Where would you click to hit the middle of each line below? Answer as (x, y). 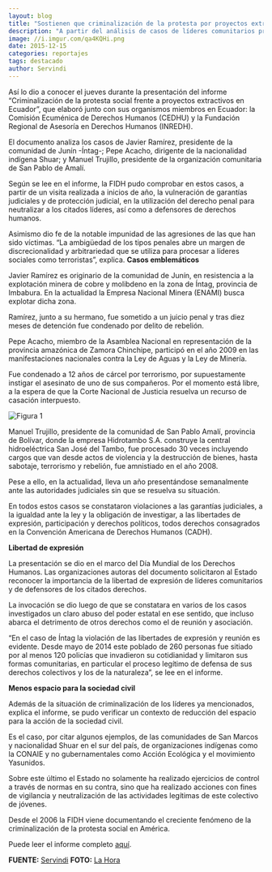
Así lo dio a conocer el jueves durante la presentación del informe (118, 92)
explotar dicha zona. (42, 301)
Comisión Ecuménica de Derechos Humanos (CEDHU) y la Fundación (124, 118)
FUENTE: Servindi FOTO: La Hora (64, 860)
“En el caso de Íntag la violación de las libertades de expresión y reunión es (134, 638)
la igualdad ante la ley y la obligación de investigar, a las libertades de (125, 514)
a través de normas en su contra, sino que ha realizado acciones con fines (133, 787)
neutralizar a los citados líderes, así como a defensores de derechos (122, 209)
